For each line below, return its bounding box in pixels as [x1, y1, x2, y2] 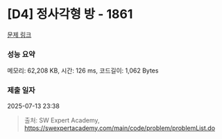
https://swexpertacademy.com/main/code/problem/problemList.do [24, 124, 216, 132]
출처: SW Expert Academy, [24, 115, 100, 124]
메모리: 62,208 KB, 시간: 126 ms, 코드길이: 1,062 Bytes [7, 66, 159, 75]
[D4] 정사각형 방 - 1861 [7, 6, 133, 22]
